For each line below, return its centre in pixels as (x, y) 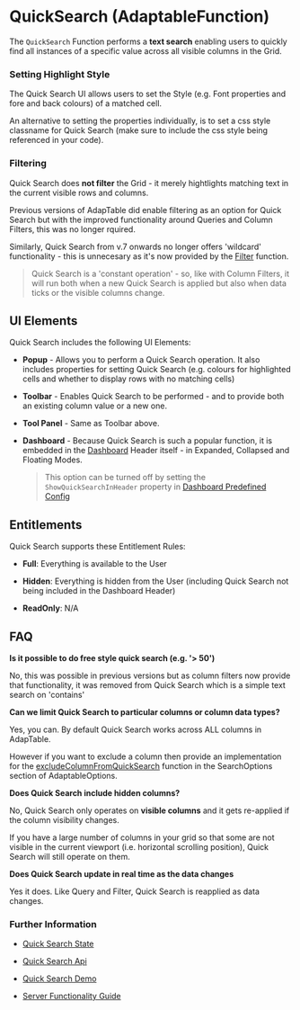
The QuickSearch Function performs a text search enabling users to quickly (148, 41)
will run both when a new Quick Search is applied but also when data (159, 283)
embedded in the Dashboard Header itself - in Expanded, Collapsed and (156, 451)
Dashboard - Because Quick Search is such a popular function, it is (147, 441)
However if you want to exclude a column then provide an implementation (146, 756)
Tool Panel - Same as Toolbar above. (91, 424)
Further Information (53, 924)
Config (57, 496)
